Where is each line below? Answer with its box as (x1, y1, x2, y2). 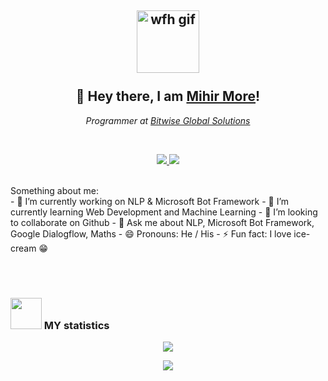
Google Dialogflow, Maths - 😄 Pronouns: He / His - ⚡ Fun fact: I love (10, 227, 292, 240)
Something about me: (10, 184, 99, 196)
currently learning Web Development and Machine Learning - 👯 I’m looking (10, 206, 318, 218)
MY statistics (43, 318, 110, 332)
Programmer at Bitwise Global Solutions (85, 114, 251, 126)
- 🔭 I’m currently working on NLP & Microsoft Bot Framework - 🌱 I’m (10, 195, 290, 207)
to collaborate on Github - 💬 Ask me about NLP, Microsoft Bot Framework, (10, 216, 315, 228)
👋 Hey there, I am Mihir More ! (75, 88, 261, 105)
